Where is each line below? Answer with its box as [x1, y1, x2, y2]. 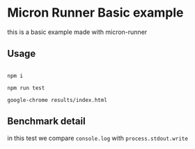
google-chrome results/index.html [7, 96, 108, 103]
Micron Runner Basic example [7, 5, 184, 21]
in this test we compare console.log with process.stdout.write [7, 134, 188, 142]
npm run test [7, 85, 45, 91]
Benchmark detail [7, 116, 86, 128]
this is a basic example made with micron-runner [7, 28, 148, 36]
